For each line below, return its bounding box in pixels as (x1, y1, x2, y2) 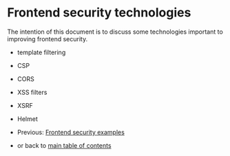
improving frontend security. (7, 34, 88, 43)
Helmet (17, 115, 38, 123)
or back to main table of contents (17, 141, 112, 149)
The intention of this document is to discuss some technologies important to (7, 27, 224, 36)
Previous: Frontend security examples (17, 128, 125, 136)
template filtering (17, 48, 66, 56)
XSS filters (17, 88, 48, 96)
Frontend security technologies (7, 5, 191, 21)
